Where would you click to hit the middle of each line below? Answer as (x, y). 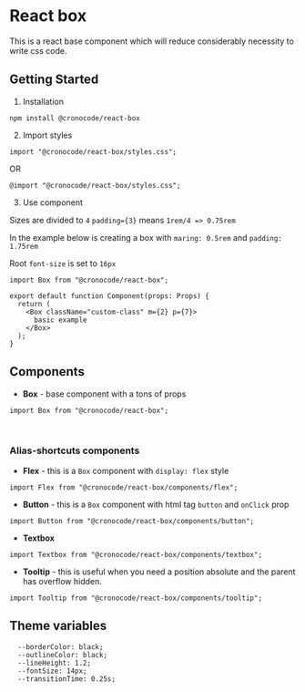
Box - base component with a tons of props (104, 394)
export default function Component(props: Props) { (109, 296)
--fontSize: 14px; (53, 671)
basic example (61, 320)
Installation (43, 101)
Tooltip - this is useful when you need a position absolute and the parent (159, 572)
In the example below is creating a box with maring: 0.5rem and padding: (146, 237)
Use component (53, 202)
